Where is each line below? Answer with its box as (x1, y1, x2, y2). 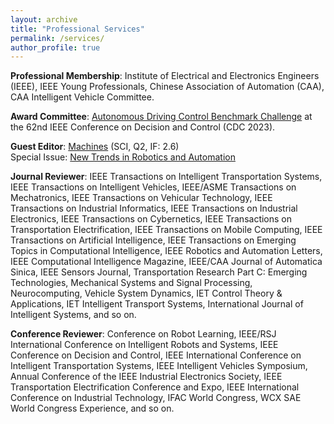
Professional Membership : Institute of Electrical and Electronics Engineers (10, 70, 320, 82)
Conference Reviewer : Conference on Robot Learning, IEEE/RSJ (10, 328, 277, 340)
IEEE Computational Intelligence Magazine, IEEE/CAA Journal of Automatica (10, 256, 323, 268)
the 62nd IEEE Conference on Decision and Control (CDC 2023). (10, 121, 276, 133)
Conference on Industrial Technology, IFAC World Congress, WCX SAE (10, 392, 302, 404)
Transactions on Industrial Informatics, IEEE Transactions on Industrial (10, 202, 298, 215)
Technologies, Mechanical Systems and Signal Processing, (10, 277, 253, 289)
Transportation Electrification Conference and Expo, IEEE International (10, 381, 300, 393)
